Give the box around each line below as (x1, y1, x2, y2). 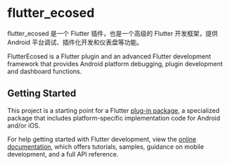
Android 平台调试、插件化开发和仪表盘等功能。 (7, 37, 143, 47)
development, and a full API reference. (7, 149, 119, 158)
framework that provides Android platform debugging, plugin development (7, 59, 223, 68)
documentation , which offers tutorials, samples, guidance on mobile (7, 142, 204, 151)
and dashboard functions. (7, 67, 82, 75)
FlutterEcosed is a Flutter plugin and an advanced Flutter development (7, 51, 211, 61)
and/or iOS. (7, 121, 41, 130)
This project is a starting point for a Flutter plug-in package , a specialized (7, 106, 220, 114)
